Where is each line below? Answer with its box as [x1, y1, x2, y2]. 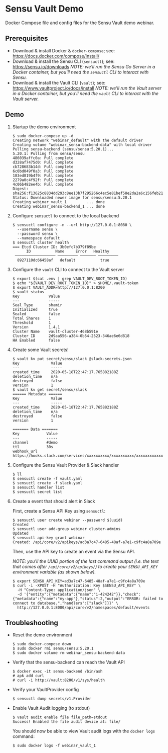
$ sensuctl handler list [12, 485, 65, 490]
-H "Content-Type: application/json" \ [17, 587, 100, 593]
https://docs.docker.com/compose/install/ [12, 53, 99, 59]
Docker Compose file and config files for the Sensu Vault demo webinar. [5, 20, 154, 26]
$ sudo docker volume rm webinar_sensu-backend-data [12, 650, 125, 655]
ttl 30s [12, 444, 54, 449]
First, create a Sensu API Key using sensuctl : [12, 508, 106, 514]
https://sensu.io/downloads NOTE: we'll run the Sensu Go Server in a [12, 63, 155, 69]
